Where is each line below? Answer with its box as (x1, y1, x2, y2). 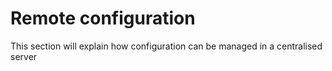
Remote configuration (10, 7, 196, 30)
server (10, 50, 38, 62)
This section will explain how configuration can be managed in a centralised (10, 40, 323, 52)
